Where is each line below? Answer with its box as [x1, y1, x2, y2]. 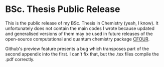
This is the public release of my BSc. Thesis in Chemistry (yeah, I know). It [5, 20, 159, 26]
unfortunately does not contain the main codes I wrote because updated [5, 25, 154, 31]
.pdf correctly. [5, 56, 35, 62]
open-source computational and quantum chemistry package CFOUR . [5, 36, 150, 42]
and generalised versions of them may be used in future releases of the [5, 30, 153, 36]
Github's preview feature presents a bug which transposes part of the [5, 45, 149, 51]
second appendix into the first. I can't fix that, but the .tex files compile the [5, 51, 159, 57]
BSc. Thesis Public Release [5, 3, 120, 15]
